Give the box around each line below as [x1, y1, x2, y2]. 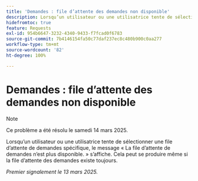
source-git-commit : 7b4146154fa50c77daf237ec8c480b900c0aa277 [6, 36, 162, 42]
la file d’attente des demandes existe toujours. [6, 157, 118, 164]
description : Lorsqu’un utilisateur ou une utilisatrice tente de [6, 14, 173, 20]
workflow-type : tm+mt [6, 42, 60, 48]
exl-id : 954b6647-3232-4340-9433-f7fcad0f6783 [6, 31, 123, 37]
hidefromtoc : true [6, 19, 51, 25]
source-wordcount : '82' [6, 47, 65, 53]
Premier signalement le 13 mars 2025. [6, 168, 98, 175]
